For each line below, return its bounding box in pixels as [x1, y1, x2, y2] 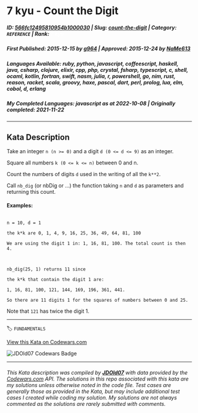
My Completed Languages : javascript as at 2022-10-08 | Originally [6, 100, 176, 107]
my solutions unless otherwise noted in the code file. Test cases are [6, 381, 172, 388]
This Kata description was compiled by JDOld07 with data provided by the [6, 369, 188, 376]
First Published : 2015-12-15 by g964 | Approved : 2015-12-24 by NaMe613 [6, 45, 191, 52]
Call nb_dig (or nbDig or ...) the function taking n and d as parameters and [6, 182, 184, 189]
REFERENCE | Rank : [6, 30, 49, 37]
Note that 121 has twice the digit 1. [6, 308, 90, 315]
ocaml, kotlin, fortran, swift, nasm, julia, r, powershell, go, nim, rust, [6, 72, 176, 80]
